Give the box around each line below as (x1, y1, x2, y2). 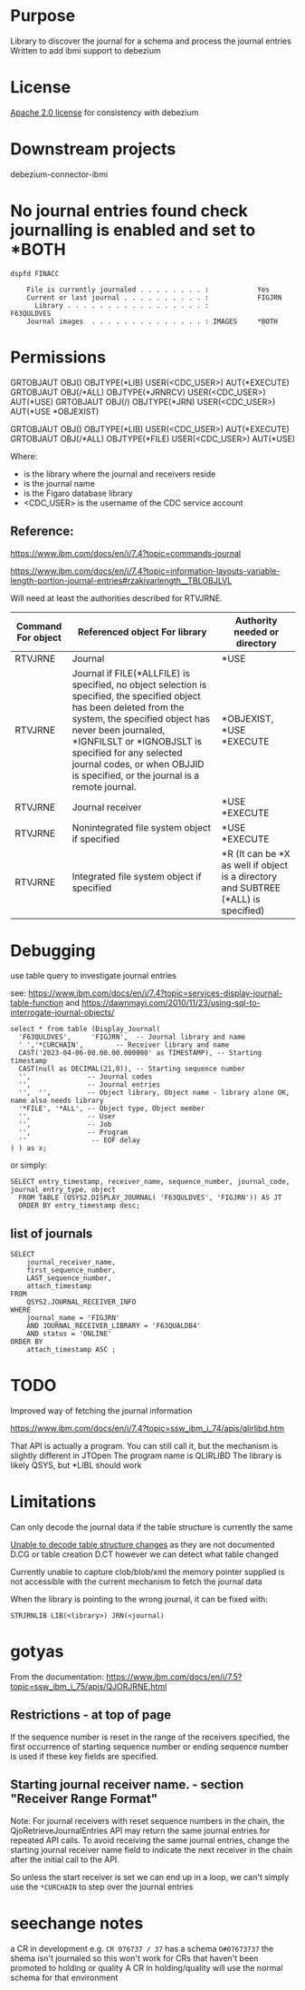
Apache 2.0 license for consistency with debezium (10, 106, 199, 118)
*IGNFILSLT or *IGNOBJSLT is (71, 734, 203, 747)
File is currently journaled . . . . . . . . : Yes (26, 285, 271, 294)
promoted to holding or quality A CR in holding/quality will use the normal (10, 1962, 283, 1973)
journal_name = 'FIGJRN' (26, 1314, 120, 1323)
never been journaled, (71, 724, 166, 736)
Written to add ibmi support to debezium (10, 44, 161, 55)
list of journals (10, 1226, 93, 1241)
